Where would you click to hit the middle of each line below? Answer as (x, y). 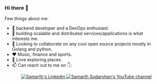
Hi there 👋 (17, 8)
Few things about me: (27, 19)
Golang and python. (32, 49)
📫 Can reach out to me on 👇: (42, 65)
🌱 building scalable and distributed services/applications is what (77, 34)
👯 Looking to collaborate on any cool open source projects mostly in (81, 44)
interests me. (25, 39)
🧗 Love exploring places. (37, 60)
